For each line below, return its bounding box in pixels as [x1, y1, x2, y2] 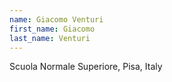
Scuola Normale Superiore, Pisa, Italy [9, 61, 163, 73]
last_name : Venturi [9, 33, 91, 43]
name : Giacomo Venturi [9, 14, 104, 25]
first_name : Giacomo [9, 24, 96, 34]
